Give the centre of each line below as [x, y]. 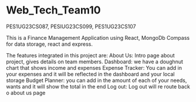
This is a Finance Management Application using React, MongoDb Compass [98, 38]
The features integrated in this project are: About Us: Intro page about [90, 55]
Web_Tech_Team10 [53, 10]
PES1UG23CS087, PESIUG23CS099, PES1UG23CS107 [71, 26]
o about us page [26, 93]
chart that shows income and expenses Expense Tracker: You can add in [94, 67]
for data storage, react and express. [49, 44]
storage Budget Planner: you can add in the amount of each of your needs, [97, 80]
